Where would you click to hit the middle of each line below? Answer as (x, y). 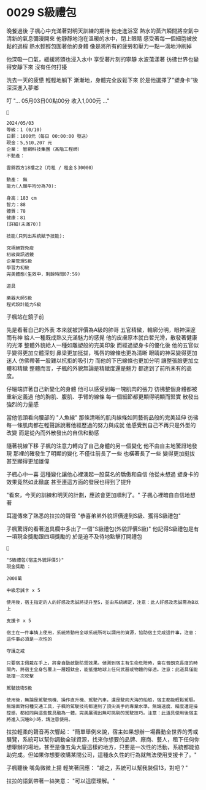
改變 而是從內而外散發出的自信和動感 (53, 433)
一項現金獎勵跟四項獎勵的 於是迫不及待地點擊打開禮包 (74, 536)
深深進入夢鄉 (22, 87)
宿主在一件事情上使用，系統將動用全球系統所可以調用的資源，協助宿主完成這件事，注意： (102, 633)
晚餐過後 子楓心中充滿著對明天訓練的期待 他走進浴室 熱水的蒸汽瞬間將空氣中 (103, 31)
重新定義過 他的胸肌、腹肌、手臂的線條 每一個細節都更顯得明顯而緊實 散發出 (103, 397)
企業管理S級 (19, 261)
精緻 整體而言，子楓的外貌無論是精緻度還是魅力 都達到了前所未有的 (102, 368)
